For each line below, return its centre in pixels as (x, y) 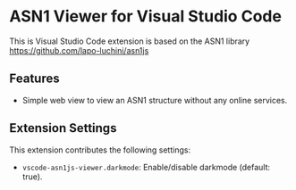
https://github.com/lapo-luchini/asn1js (79, 50)
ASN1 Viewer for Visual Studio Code (145, 17)
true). (32, 177)
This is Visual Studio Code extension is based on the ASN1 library (130, 41)
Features (34, 79)
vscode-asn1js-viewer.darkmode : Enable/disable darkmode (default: (146, 167)
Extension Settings (63, 128)
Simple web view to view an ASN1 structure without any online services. (155, 100)
